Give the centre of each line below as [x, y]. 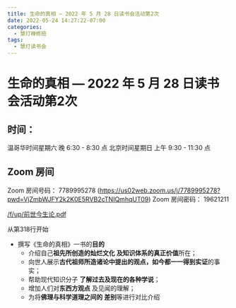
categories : [25, 27]
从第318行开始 [28, 229]
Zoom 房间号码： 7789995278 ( [54, 190]
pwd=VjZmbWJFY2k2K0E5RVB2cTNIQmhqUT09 [78, 199]
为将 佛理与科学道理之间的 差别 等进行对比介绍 [94, 297]
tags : [15, 40]
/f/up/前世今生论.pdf [37, 214]
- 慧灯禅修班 [30, 33]
